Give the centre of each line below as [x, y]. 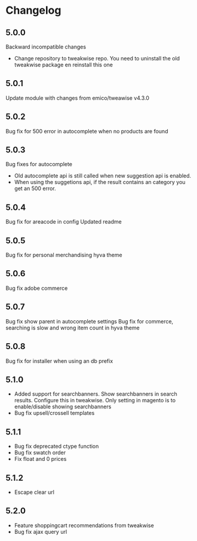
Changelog [33, 10]
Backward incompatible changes [46, 47]
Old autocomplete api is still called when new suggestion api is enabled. [103, 176]
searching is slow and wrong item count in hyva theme [73, 328]
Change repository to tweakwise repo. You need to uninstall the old [97, 58]
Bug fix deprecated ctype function [56, 447]
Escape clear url [34, 492]
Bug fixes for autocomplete [39, 164]
